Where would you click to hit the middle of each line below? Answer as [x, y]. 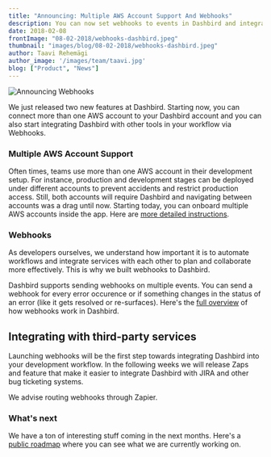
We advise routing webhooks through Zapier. [83, 397]
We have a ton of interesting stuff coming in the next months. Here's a [125, 436]
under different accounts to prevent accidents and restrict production [124, 189]
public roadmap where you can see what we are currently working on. [125, 444]
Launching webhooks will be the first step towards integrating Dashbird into [134, 356]
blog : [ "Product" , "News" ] [54, 69]
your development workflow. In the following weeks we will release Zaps [129, 365]
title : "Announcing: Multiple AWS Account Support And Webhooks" [120, 16]
